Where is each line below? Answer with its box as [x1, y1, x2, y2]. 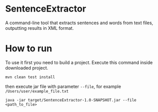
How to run [5, 43, 52, 54]
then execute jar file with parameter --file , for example [5, 83, 121, 89]
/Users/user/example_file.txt [5, 89, 69, 94]
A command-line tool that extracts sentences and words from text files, [5, 20, 153, 26]
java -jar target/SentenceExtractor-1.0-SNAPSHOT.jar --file [5, 97, 137, 102]
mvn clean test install [5, 74, 56, 80]
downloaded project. [5, 65, 48, 71]
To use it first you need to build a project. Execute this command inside [5, 59, 153, 66]
